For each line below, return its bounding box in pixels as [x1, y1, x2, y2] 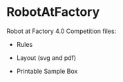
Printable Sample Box [16, 67, 78, 75]
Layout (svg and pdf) [16, 53, 77, 62]
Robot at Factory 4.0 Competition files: [6, 27, 117, 35]
